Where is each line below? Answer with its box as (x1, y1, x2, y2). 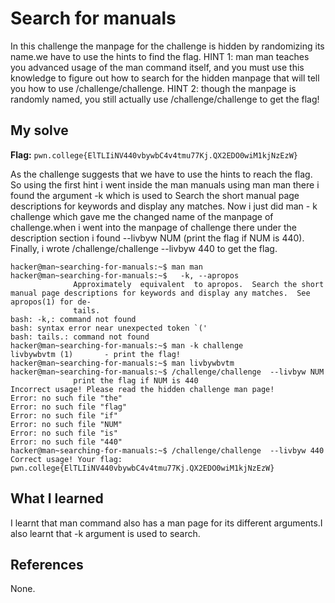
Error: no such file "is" (10, 428, 118, 438)
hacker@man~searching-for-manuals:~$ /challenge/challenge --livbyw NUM (10, 367, 325, 377)
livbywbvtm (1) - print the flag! (10, 349, 182, 359)
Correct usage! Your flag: (10, 454, 123, 464)
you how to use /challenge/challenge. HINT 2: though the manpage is (10, 82, 297, 94)
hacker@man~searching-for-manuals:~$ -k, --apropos (10, 270, 240, 281)
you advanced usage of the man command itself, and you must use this (10, 61, 305, 73)
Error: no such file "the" (10, 393, 123, 403)
